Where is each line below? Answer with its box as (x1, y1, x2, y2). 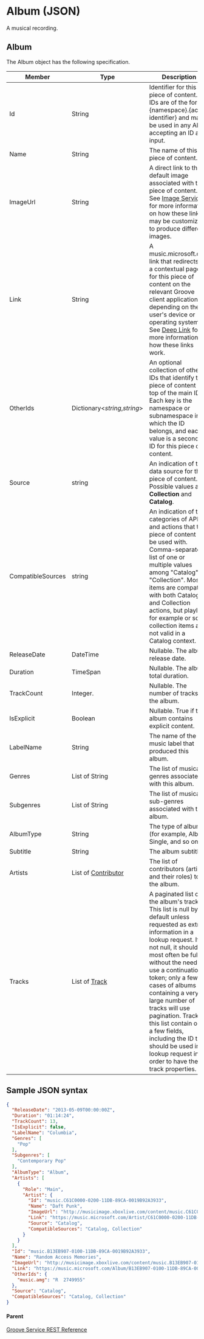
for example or (149, 613, 191, 622)
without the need (149, 958, 197, 967)
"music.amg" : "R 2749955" (17, 1276, 86, 1283)
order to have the (149, 1057, 199, 1065)
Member (25, 72, 50, 81)
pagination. (149, 1011, 181, 1020)
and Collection (149, 598, 191, 607)
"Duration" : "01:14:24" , (12, 1113, 75, 1119)
